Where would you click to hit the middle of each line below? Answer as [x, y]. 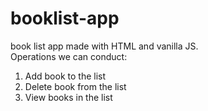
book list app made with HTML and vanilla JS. [104, 46]
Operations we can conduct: [69, 56]
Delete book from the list [75, 86]
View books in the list [68, 97]
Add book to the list [65, 76]
